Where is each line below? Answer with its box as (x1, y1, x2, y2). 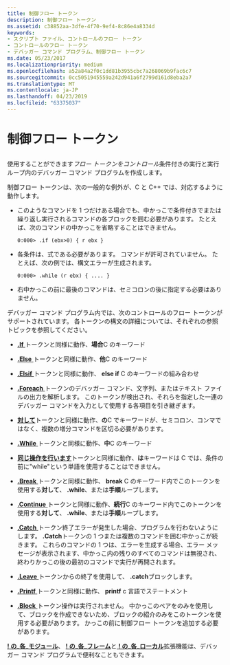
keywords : (7, 29, 36, 36)
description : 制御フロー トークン (7, 17, 97, 23)
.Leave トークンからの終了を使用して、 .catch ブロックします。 (16, 572, 196, 581)
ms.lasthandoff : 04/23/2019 (7, 94, 88, 100)
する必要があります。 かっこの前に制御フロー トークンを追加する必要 (23, 619, 219, 627)
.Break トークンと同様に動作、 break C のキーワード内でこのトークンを (16, 477, 221, 486)
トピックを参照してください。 (7, 326, 91, 334)
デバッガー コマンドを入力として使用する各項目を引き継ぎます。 (16, 402, 199, 410)
